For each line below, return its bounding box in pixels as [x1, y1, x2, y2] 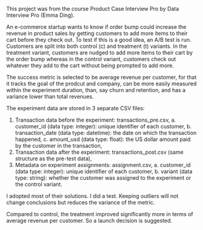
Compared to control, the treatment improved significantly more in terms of [6, 211, 193, 217]
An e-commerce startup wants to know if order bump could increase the [6, 24, 187, 30]
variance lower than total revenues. [6, 93, 94, 100]
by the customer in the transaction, [14, 142, 103, 149]
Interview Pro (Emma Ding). [6, 11, 75, 19]
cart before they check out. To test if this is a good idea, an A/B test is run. [6, 36, 192, 43]
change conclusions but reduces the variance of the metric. [6, 199, 155, 206]
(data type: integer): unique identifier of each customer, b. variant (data [14, 168, 193, 175]
